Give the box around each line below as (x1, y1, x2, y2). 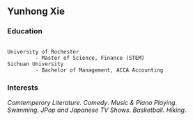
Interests (7, 83, 38, 92)
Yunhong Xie (7, 6, 65, 17)
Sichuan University (7, 60, 64, 67)
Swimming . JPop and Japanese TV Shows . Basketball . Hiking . (7, 106, 187, 114)
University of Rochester (7, 48, 79, 55)
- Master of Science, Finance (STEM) (35, 54, 145, 61)
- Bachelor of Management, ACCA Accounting (35, 66, 164, 74)
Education (7, 26, 43, 36)
